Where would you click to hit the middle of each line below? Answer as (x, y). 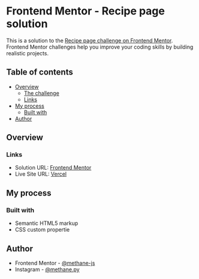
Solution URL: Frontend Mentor (53, 168)
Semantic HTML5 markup (46, 223)
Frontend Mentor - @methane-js (55, 263)
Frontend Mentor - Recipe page (85, 11)
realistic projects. (28, 53)
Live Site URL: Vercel (41, 174)
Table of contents (40, 72)
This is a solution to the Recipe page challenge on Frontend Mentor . (90, 40)
